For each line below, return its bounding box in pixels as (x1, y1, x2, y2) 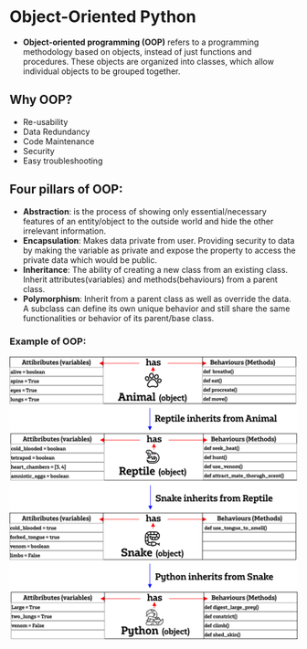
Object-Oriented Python (9, 6, 196, 27)
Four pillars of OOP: (9, 182, 123, 197)
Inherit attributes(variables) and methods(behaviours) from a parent (22, 274, 279, 285)
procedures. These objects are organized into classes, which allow (22, 56, 274, 67)
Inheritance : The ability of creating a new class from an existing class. (22, 264, 289, 275)
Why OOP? (9, 92, 73, 108)
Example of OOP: (9, 335, 87, 348)
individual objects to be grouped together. (22, 66, 181, 77)
